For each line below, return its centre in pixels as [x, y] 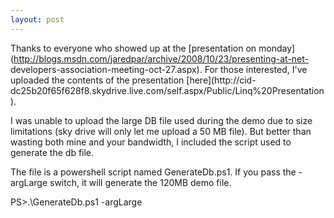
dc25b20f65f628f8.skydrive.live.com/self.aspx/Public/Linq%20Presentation [167, 90]
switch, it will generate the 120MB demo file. [140, 182]
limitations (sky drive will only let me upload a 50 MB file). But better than [161, 131]
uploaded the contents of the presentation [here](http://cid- [133, 80]
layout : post [37, 19]
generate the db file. [52, 152]
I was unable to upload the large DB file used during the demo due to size [161, 120]
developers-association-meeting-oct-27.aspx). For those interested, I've [159, 69]
